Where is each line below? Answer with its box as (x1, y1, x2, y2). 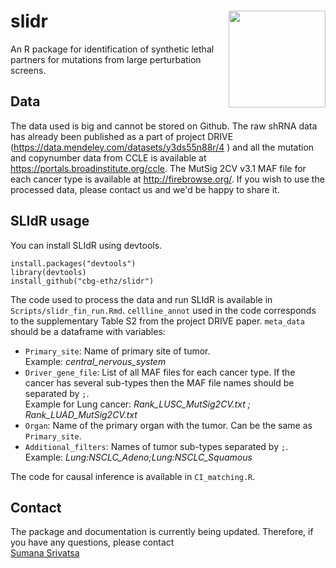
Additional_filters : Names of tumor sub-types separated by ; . (24, 440, 289, 452)
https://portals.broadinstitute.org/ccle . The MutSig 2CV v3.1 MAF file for (10, 162, 307, 174)
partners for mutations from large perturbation (10, 53, 202, 65)
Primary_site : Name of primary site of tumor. (24, 345, 211, 357)
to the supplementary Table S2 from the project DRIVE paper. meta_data (10, 315, 305, 327)
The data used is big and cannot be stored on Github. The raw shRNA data (10, 120, 318, 132)
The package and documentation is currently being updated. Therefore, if (10, 526, 314, 538)
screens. (10, 64, 47, 76)
